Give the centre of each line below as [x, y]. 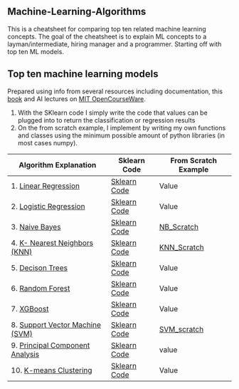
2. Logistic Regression [48, 206]
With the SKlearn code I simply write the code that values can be [112, 113]
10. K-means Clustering [52, 370]
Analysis [25, 354]
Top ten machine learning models [83, 74]
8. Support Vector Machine [56, 325]
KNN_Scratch [181, 247]
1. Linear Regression [46, 186]
